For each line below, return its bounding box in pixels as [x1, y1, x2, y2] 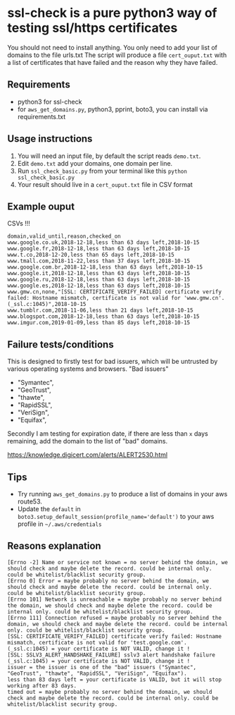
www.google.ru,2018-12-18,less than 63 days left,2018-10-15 [7, 276, 191, 283]
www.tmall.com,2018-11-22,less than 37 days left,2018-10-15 [7, 257, 191, 265]
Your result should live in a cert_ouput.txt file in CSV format [17, 180, 193, 188]
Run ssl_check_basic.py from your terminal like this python [17, 166, 188, 175]
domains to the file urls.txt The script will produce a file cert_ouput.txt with [7, 51, 227, 59]
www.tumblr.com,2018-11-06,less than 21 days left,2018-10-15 [7, 307, 193, 314]
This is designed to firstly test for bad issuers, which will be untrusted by [7, 357, 218, 366]
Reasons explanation [7, 540, 101, 552]
